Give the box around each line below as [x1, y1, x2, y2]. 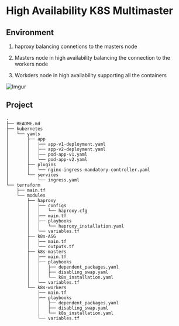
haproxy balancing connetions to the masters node [14, 43, 137, 50]
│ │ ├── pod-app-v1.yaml [6, 151, 88, 157]
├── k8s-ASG [27, 233, 57, 239]
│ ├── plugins [6, 162, 57, 167]
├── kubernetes [6, 126, 43, 132]
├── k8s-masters [27, 249, 67, 255]
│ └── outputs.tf [27, 243, 75, 249]
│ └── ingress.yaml [6, 177, 80, 183]
